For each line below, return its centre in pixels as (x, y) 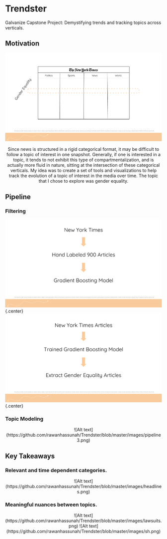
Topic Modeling (24, 419)
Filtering (15, 211)
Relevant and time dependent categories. (56, 470)
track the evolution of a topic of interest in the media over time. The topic (83, 176)
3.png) (83, 440)
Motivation (22, 44)
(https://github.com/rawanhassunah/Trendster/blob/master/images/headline (83, 486)
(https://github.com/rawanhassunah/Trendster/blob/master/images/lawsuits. (83, 521)
